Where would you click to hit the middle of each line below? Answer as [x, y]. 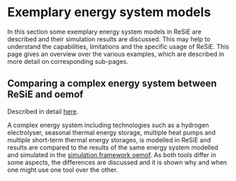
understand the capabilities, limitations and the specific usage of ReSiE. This [118, 46]
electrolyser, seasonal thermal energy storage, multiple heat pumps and [112, 132]
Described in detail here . [43, 111]
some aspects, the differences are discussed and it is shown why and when [117, 162]
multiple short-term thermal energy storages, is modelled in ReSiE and [109, 140]
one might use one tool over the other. [63, 170]
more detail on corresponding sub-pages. [68, 61]
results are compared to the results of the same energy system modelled [113, 147]
